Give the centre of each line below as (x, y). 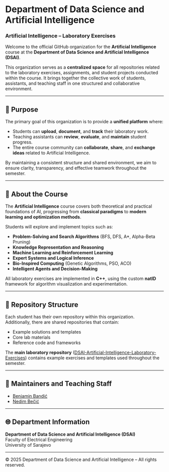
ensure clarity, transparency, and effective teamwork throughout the (76, 168)
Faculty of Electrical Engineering (39, 439)
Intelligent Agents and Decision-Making (55, 269)
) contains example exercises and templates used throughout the (92, 358)
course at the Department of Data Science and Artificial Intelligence (77, 52)
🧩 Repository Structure (42, 304)
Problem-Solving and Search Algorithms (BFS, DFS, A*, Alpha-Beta (84, 237)
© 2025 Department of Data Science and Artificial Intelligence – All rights (81, 459)
